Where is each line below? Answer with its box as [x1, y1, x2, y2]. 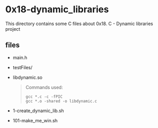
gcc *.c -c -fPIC [25, 94, 63, 99]
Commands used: [25, 84, 63, 90]
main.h [12, 54, 27, 60]
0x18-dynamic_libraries [5, 4, 109, 15]
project [5, 26, 21, 32]
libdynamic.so [12, 74, 43, 80]
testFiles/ [12, 64, 33, 70]
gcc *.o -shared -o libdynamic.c [25, 98, 97, 103]
